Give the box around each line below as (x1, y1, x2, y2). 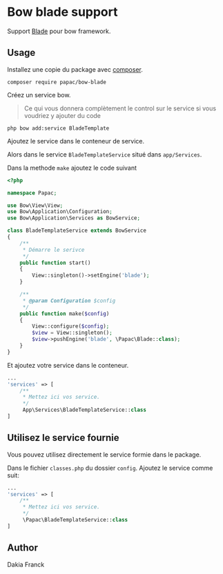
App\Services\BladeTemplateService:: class (22, 406, 147, 414)
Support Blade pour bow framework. (7, 27, 111, 35)
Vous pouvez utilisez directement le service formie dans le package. (7, 450, 202, 459)
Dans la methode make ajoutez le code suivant (7, 164, 137, 172)
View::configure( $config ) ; (32, 323, 110, 330)
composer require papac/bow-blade (7, 79, 107, 86)
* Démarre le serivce (22, 246, 85, 253)
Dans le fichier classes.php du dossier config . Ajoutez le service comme (7, 464, 213, 472)
